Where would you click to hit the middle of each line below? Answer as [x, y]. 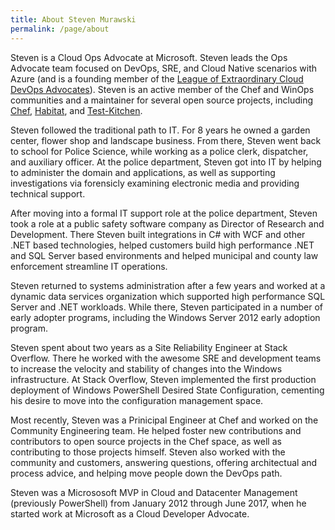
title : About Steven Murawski [73, 19]
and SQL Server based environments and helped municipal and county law [164, 255]
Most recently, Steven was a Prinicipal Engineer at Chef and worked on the [164, 420]
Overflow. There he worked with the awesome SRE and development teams [166, 358]
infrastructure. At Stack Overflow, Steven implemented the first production [163, 379]
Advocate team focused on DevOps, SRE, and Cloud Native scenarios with [164, 68]
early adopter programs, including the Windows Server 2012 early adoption [165, 317]
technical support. [48, 193]
